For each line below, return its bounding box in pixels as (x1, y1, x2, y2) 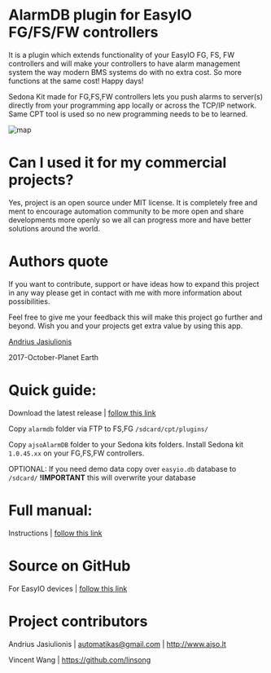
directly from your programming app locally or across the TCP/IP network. (8, 100, 257, 110)
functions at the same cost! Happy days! (8, 76, 144, 86)
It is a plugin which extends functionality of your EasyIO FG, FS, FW (8, 50, 234, 59)
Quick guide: (8, 381, 97, 399)
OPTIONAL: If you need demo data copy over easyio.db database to (8, 464, 237, 473)
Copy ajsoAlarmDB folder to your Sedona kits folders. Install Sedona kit (8, 439, 244, 449)
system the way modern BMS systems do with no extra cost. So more (8, 67, 243, 77)
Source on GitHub (8, 556, 131, 575)
